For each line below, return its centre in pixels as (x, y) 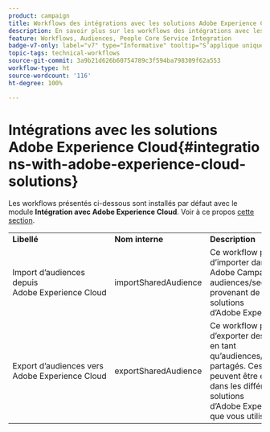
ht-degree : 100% (35, 83)
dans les (226, 386)
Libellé (25, 240)
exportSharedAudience (158, 371)
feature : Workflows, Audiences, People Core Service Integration (120, 38)
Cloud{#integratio (198, 147)
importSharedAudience (158, 282)
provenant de (235, 293)
